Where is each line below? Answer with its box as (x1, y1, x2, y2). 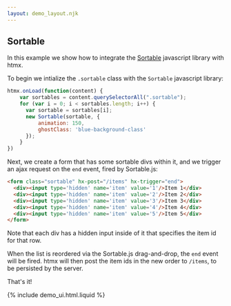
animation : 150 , (37, 120, 85, 127)
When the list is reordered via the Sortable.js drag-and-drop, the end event (7, 250, 219, 258)
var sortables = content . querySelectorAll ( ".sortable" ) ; (19, 94, 187, 101)
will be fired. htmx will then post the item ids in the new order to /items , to (7, 257, 217, 265)
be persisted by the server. (7, 264, 84, 272)
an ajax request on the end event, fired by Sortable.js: (7, 165, 159, 173)
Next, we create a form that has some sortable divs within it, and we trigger (7, 157, 221, 166)
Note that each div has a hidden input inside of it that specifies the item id (7, 229, 217, 237)
